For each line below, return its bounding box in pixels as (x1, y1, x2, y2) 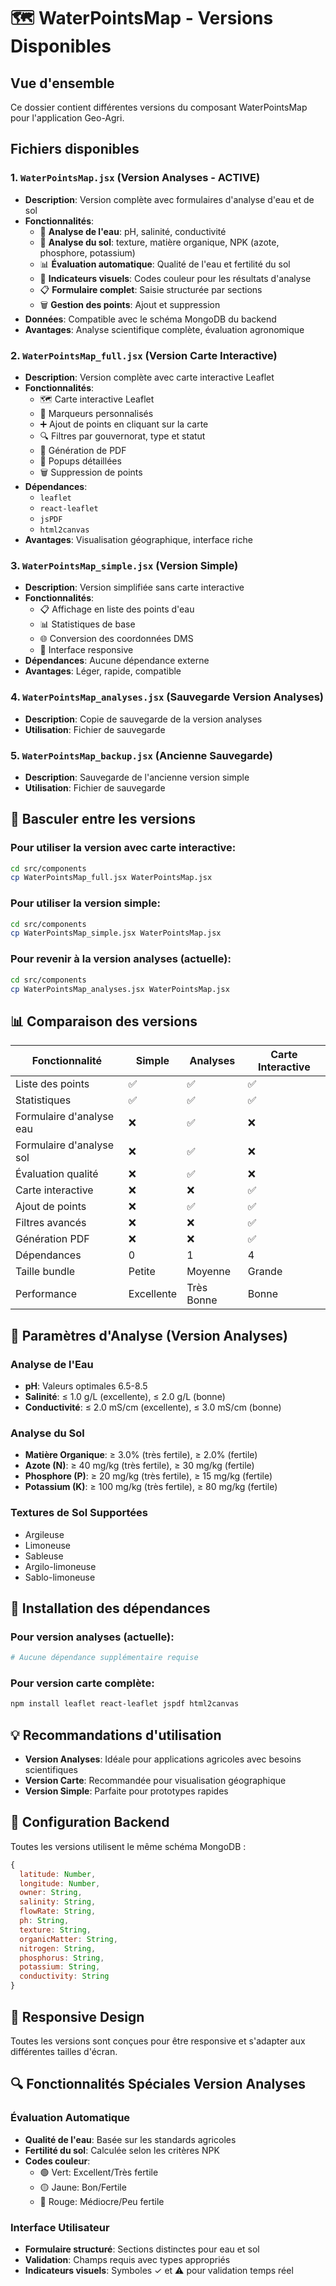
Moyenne (186, 1265, 232, 1279)
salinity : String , (19, 1897, 97, 1907)
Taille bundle (15, 1265, 76, 1279)
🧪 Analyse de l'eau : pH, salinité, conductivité (39, 225, 227, 237)
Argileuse (24, 1528, 65, 1540)
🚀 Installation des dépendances (10, 1600, 211, 1617)
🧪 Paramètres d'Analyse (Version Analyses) (10, 1327, 289, 1344)
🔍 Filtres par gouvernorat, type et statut (39, 430, 206, 442)
